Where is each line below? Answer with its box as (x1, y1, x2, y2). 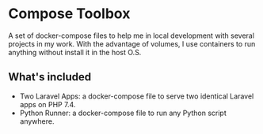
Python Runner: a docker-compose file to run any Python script (19, 108, 227, 117)
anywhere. (19, 116, 55, 126)
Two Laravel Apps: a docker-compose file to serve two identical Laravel (19, 91, 254, 101)
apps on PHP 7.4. (19, 99, 76, 109)
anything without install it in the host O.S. (8, 47, 142, 57)
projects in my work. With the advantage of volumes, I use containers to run (8, 39, 256, 48)
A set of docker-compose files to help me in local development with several (8, 31, 255, 40)
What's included (8, 70, 92, 84)
